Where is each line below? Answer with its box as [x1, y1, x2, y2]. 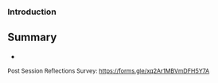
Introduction [7, 6, 56, 17]
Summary [7, 31, 57, 44]
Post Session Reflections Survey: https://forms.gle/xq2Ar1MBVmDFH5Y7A [7, 66, 210, 75]
